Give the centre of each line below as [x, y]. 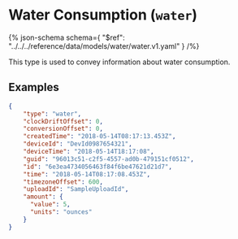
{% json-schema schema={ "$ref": [67, 37]
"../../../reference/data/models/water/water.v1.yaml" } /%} [104, 46]
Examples [34, 87]
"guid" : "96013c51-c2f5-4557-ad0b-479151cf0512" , [109, 159]
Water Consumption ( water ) [103, 15]
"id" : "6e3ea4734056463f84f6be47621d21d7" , [98, 167]
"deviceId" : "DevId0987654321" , [78, 144]
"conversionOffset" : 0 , [63, 129]
